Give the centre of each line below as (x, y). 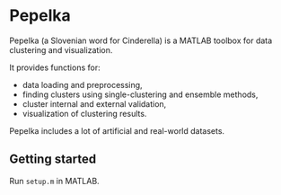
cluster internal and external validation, (94, 103)
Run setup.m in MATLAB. (55, 181)
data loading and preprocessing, (82, 84)
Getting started (53, 160)
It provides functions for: (55, 67)
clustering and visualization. (61, 49)
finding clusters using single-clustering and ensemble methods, (140, 94)
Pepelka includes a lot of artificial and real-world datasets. (117, 130)
